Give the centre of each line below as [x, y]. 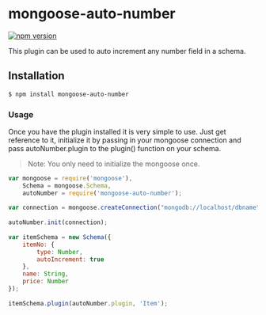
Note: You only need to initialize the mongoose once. [114, 164]
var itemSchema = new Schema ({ [60, 237]
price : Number [46, 282]
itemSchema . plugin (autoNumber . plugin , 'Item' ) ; [88, 303]
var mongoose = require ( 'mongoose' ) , [70, 178]
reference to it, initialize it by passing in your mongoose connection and [125, 140]
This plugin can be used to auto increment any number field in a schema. [127, 51]
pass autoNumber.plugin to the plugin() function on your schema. [115, 148]
